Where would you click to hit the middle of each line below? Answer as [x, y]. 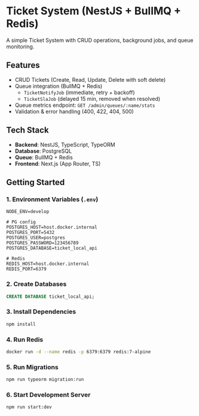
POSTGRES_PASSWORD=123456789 [42, 243]
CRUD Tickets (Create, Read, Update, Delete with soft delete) [90, 79]
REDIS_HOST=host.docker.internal [48, 264]
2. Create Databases [36, 284]
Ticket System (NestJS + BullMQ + [94, 11]
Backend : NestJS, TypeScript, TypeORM [65, 144]
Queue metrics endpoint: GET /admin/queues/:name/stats [85, 105]
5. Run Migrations [32, 367]
